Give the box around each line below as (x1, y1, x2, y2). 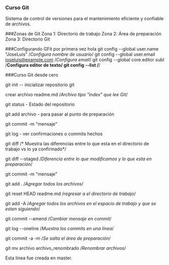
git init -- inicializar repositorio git (5, 82, 75, 88)
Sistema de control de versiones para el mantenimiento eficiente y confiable (5, 16, 164, 22)
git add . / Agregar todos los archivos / (5, 181, 83, 187)
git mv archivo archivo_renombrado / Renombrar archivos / (5, 245, 126, 251)
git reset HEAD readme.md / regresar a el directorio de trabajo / (5, 191, 136, 197)
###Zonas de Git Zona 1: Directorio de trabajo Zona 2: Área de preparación (5, 31, 162, 37)
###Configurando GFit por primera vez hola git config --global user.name (5, 46, 159, 52)
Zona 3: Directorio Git (5, 36, 50, 42)
